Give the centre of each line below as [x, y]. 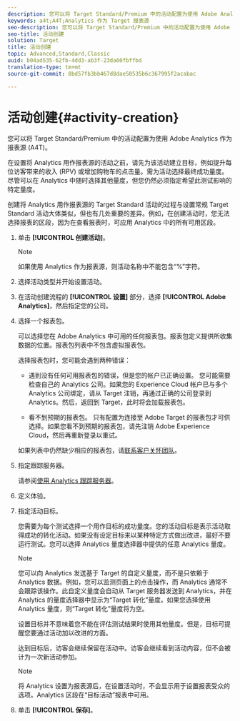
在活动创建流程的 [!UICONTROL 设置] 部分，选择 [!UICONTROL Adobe [122, 297]
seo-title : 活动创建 [36, 34]
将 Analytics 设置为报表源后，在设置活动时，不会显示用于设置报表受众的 [124, 686]
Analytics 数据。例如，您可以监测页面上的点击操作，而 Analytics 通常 [119, 582]
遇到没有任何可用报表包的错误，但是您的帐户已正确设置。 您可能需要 [129, 375]
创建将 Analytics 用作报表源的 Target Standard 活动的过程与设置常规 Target [118, 205]
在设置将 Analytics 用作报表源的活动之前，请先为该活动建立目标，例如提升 [117, 163]
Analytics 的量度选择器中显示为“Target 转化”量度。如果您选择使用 [114, 600]
